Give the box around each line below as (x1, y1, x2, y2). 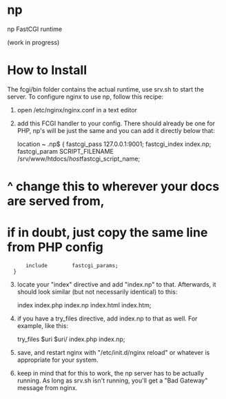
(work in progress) (7, 38, 60, 46)
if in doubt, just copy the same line (7, 225, 208, 241)
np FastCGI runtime (7, 25, 63, 33)
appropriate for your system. (17, 356, 99, 364)
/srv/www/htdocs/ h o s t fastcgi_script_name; (17, 154, 141, 163)
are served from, (7, 194, 105, 209)
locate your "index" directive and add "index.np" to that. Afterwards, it (17, 280, 216, 288)
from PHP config (7, 240, 103, 255)
